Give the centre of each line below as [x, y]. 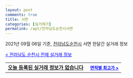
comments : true [21, 15]
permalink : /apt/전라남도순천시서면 [39, 29]
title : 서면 [17, 19]
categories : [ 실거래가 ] [28, 24]
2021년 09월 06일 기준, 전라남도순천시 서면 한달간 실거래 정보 [66, 44]
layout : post [19, 10]
